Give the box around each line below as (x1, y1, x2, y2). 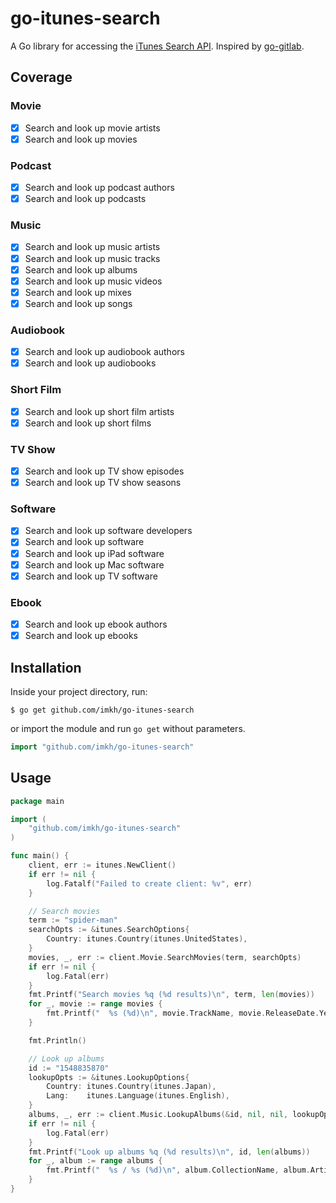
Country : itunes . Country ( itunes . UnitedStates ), (46, 934, 248, 944)
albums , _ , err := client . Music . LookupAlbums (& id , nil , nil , (28, 1110, 289, 1120)
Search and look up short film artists (24, 405, 175, 417)
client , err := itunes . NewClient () (28, 860, 177, 871)
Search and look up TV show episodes (24, 465, 185, 477)
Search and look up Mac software (24, 558, 165, 571)
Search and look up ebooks (24, 630, 139, 642)
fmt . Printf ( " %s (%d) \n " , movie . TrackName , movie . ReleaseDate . (46, 1008, 320, 1019)
